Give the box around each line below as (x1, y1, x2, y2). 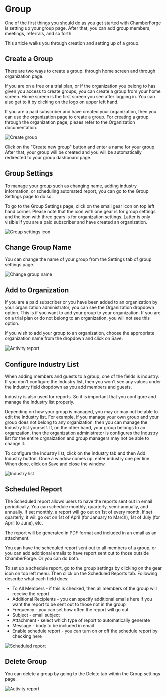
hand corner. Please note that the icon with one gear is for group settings (5, 208, 156, 214)
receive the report (12, 590, 50, 597)
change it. (5, 441, 26, 446)
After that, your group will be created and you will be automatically (5, 149, 142, 155)
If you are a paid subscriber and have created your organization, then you (5, 108, 157, 114)
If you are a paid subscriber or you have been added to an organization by (5, 299, 158, 305)
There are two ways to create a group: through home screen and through (5, 68, 156, 74)
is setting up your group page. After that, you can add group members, (5, 25, 151, 31)
